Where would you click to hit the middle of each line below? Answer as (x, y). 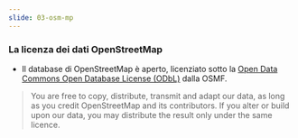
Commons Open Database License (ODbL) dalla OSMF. (124, 78)
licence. (45, 124)
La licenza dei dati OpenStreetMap (86, 49)
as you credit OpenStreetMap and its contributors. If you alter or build (160, 106)
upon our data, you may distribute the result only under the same (151, 115)
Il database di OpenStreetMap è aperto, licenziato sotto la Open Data (149, 69)
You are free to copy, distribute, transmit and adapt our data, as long (158, 96)
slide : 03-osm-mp (41, 18)
